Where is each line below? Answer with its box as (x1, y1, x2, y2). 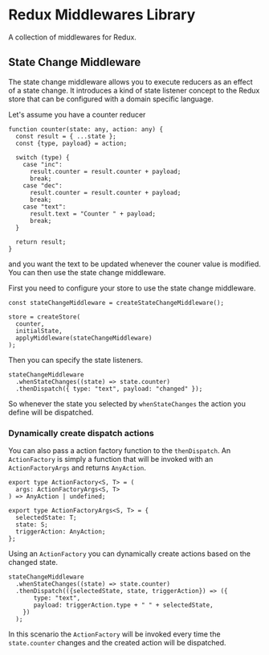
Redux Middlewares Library (8, 6, 196, 24)
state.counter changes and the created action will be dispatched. (8, 638, 226, 648)
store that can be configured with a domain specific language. (8, 94, 214, 104)
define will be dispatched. (8, 407, 94, 417)
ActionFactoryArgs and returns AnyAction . (8, 463, 146, 472)
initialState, (15, 327, 63, 335)
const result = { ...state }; (15, 132, 116, 140)
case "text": (22, 203, 67, 211)
